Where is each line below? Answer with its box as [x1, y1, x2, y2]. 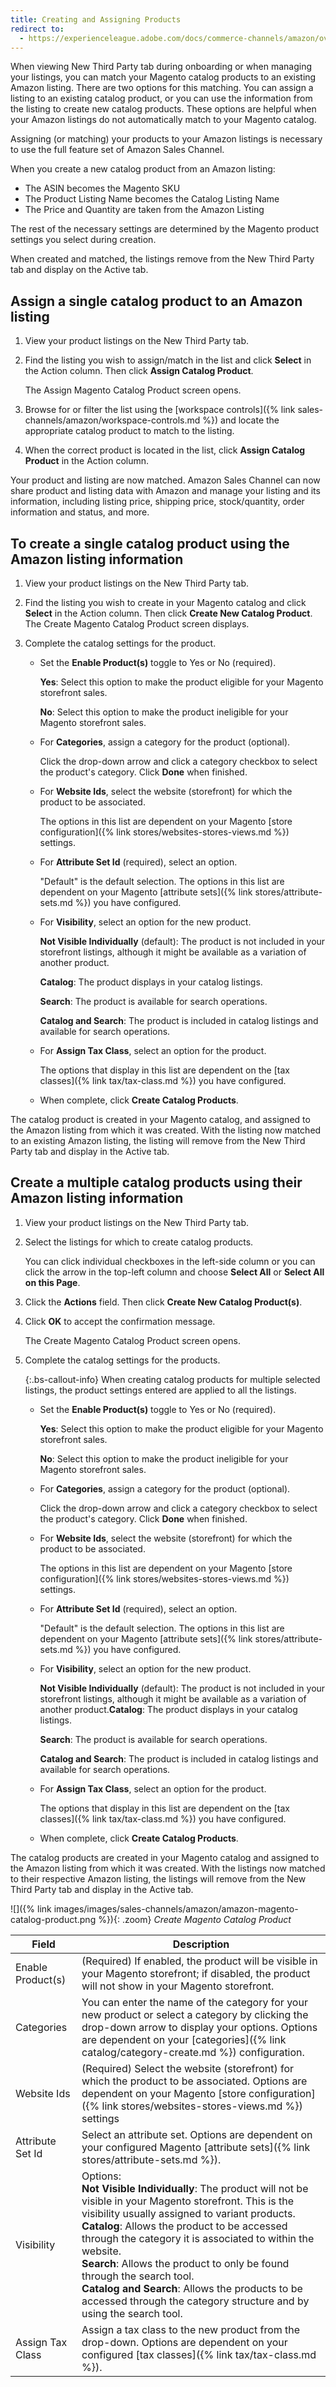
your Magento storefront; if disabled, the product [81, 1966, 311, 1980]
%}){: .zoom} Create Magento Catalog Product [98, 1913, 292, 1925]
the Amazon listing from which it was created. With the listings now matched [10, 1862, 326, 1874]
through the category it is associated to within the [81, 2231, 315, 2245]
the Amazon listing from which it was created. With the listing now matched [10, 1124, 322, 1136]
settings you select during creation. [10, 234, 157, 246]
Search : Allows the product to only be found [81, 2256, 290, 2270]
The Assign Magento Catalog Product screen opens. [24, 384, 242, 396]
